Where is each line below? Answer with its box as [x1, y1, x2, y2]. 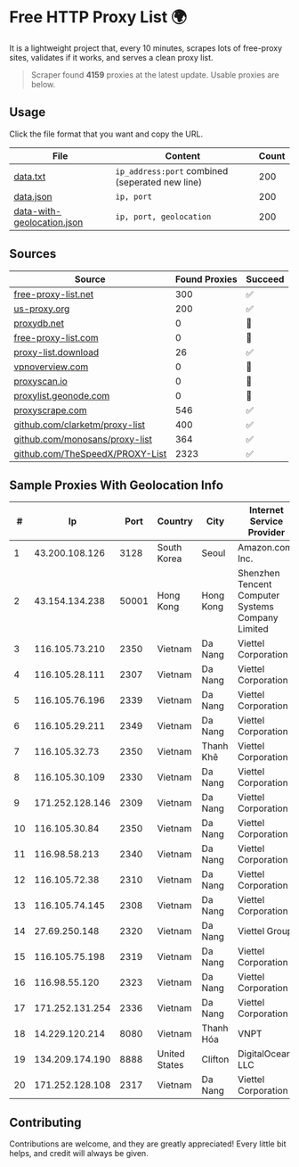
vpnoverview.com [13, 360, 89, 373]
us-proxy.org [13, 302, 70, 315]
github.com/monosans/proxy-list [13, 433, 153, 445]
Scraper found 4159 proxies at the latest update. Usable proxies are [30, 69, 279, 80]
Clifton [201, 1054, 230, 1066]
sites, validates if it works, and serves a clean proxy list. [9, 52, 214, 62]
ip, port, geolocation [115, 211, 212, 221]
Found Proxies [174, 273, 238, 286]
